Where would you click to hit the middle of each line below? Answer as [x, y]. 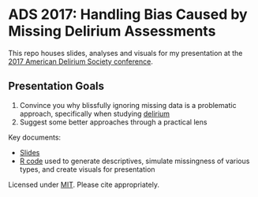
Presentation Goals [56, 86]
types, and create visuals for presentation [87, 169]
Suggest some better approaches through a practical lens [113, 122]
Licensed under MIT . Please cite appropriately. [84, 184]
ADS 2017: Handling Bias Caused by [128, 15]
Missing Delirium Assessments [112, 31]
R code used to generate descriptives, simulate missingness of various [135, 161]
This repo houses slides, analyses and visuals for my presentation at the [125, 53]
